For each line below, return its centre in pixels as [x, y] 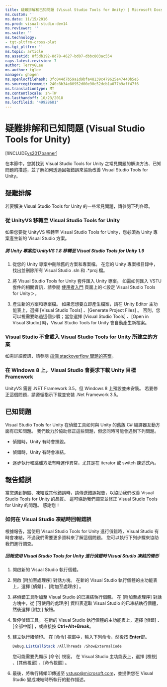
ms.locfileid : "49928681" [32, 103]
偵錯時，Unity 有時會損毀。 [40, 441]
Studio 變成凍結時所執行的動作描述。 [50, 679]
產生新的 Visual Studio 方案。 [39, 238]
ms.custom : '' [20, 14]
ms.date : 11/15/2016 [27, 19]
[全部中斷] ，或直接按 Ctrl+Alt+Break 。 [53, 626]
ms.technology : [21, 38]
